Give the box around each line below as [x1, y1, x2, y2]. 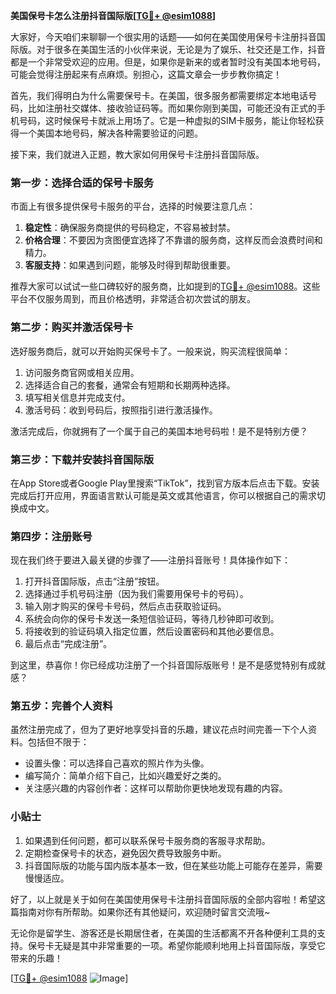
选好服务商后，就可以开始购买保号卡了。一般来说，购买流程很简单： [10, 345, 291, 357]
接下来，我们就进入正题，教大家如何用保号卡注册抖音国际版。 [10, 149, 265, 160]
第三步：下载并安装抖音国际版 [10, 452, 155, 466]
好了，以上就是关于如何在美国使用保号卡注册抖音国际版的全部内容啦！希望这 [10, 893, 326, 905]
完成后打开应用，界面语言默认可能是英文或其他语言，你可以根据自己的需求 [10, 489, 317, 501]
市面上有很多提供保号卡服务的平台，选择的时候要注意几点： [10, 200, 256, 213]
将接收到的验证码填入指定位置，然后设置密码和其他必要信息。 [24, 625, 280, 638]
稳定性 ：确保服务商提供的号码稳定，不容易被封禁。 [24, 222, 236, 234]
